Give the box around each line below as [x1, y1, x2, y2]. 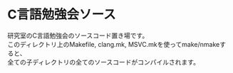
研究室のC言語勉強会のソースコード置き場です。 [7, 31, 149, 40]
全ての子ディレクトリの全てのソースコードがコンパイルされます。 [7, 57, 200, 66]
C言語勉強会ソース [7, 6, 116, 23]
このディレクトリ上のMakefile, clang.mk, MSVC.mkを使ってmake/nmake [7, 40, 220, 48]
